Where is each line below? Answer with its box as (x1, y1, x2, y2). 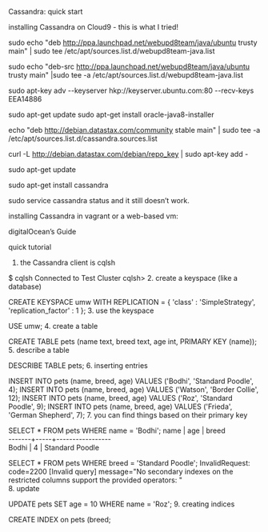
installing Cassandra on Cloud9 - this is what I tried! (8, 22, 178, 31)
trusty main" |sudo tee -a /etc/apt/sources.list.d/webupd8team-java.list (8, 70, 244, 79)
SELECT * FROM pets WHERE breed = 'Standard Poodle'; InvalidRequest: (8, 458, 250, 467)
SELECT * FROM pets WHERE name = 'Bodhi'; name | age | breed (8, 426, 226, 435)
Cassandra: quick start (8, 7, 83, 16)
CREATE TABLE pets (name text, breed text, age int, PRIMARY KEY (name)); (8, 337, 258, 346)
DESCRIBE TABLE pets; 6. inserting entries (8, 361, 148, 370)
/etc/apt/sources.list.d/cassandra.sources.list (8, 134, 158, 143)
